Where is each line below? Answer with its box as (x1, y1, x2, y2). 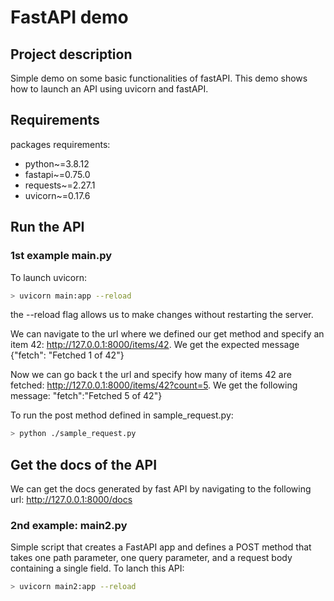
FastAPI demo (10, 6, 129, 29)
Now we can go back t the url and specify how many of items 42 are (10, 369, 292, 381)
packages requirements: (10, 138, 111, 150)
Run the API (10, 219, 85, 236)
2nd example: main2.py (10, 518, 128, 532)
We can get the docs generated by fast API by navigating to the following (10, 483, 312, 495)
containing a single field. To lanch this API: (10, 562, 185, 575)
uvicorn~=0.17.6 (24, 189, 91, 201)
